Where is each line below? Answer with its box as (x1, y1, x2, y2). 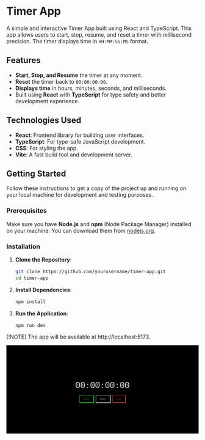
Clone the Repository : (15, 255, 72, 263)
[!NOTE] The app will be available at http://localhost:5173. (6, 333, 151, 340)
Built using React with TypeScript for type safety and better (15, 90, 167, 98)
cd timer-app (15, 275, 49, 281)
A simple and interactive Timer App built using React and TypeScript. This (6, 24, 192, 32)
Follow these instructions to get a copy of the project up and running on (6, 185, 187, 192)
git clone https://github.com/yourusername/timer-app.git (15, 268, 166, 274)
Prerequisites (6, 207, 47, 215)
